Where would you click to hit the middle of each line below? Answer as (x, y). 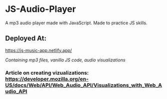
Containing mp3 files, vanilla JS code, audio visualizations (65, 60)
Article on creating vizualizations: (47, 73)
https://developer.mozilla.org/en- (47, 79)
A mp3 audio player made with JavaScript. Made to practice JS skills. (76, 23)
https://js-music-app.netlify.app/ (39, 50)
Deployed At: (26, 38)
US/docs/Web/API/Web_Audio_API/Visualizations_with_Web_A (83, 85)
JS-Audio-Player (41, 9)
